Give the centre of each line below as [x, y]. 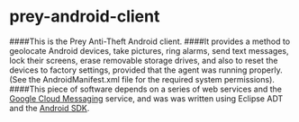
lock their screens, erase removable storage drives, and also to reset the [144, 60]
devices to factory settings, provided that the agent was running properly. [146, 70]
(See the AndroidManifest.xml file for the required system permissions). [142, 79]
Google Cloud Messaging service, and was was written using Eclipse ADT [146, 98]
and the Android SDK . [50, 108]
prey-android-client [85, 17]
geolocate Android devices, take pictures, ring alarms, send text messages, [149, 50]
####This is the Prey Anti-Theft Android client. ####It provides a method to [150, 41]
